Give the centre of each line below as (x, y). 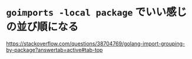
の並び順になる (42, 27)
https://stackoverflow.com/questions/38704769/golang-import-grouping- (96, 43)
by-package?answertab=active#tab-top (54, 50)
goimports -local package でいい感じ (97, 12)
